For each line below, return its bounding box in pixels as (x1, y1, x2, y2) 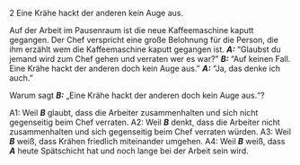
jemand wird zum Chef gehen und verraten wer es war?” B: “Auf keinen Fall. (9, 54, 291, 64)
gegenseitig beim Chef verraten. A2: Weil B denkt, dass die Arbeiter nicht (9, 117, 280, 127)
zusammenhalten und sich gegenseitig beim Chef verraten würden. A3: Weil (9, 126, 292, 137)
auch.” (9, 73, 33, 83)
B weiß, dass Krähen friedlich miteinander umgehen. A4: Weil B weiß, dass (9, 136, 286, 146)
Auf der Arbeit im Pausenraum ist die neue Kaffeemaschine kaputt (9, 25, 254, 35)
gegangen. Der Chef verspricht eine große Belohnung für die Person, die (9, 35, 278, 45)
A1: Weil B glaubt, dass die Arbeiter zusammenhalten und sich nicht (9, 108, 259, 117)
